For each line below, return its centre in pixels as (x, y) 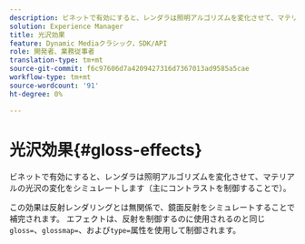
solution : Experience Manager (67, 26)
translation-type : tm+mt (56, 60)
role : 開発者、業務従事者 (52, 52)
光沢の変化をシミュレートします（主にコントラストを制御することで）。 (158, 188)
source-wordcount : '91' (54, 86)
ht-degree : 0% (36, 94)
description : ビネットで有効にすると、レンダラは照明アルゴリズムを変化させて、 (144, 18)
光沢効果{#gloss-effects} (106, 150)
